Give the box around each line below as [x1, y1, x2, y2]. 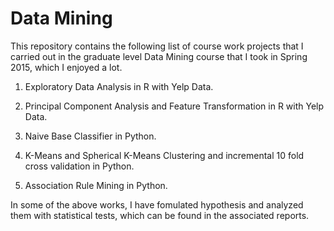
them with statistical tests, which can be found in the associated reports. [10, 209, 310, 221]
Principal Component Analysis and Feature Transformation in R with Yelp [24, 100, 325, 112]
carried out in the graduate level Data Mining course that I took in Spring [10, 50, 308, 62]
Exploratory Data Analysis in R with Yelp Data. [24, 80, 214, 92]
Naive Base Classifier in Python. [24, 130, 157, 142]
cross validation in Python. [24, 160, 135, 172]
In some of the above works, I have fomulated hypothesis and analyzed [10, 198, 304, 211]
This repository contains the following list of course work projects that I [10, 40, 304, 52]
